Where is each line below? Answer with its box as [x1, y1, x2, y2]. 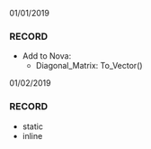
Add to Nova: [22, 51, 72, 61]
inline [22, 130, 43, 141]
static [22, 121, 43, 132]
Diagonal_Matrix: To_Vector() [35, 61, 143, 71]
